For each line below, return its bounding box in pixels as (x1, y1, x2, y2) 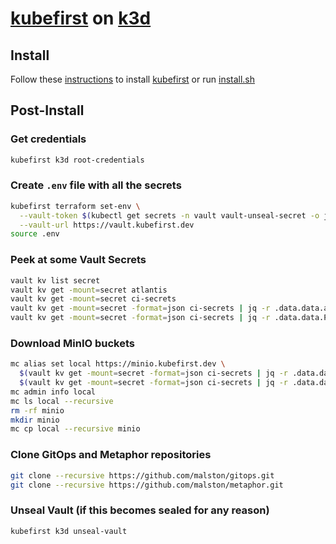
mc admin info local (10, 387, 97, 397)
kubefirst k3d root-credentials (10, 155, 145, 165)
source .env (10, 229, 60, 239)
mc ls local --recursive (10, 396, 114, 406)
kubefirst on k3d (10, 7, 152, 30)
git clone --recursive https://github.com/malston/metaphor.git (10, 480, 284, 490)
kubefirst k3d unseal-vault (10, 526, 128, 536)
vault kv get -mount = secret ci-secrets (10, 294, 177, 304)
